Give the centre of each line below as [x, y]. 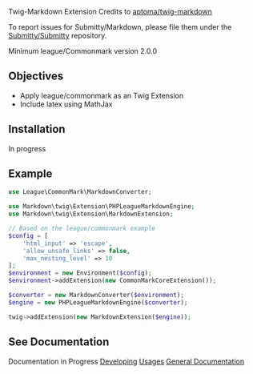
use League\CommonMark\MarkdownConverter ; [80, 192]
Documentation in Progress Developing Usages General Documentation [127, 361]
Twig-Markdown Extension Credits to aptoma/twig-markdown [110, 12]
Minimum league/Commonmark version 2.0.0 [83, 51]
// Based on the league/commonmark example [82, 229]
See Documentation [59, 342]
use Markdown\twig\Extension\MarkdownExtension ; [91, 214]
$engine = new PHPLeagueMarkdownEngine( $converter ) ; [98, 302]
